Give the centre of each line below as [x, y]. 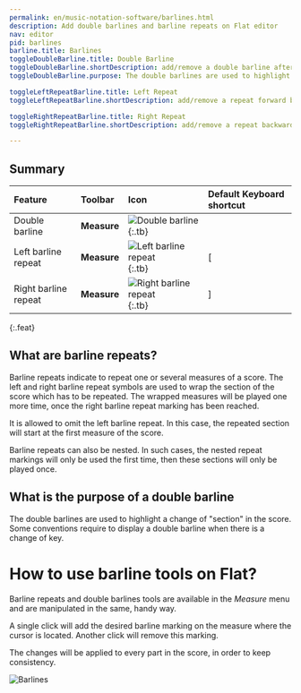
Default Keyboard [246, 194]
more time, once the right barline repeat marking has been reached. [134, 406]
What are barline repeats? [83, 356]
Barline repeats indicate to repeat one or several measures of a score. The [146, 377]
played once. [33, 469]
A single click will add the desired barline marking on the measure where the [150, 625]
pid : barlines [36, 43]
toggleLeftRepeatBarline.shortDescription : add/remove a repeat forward [148, 100]
